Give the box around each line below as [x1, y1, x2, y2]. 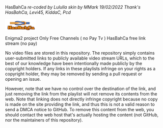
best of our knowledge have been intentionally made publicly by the [5, 61, 142, 66]
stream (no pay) [5, 40, 38, 46]
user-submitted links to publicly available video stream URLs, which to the [5, 55, 155, 61]
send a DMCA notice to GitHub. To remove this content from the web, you [5, 107, 154, 112]
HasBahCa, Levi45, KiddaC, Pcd [5, 9, 71, 15]
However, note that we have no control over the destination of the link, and [5, 86, 156, 92]
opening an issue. [5, 76, 41, 82]
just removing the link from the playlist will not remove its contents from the [5, 91, 158, 96]
